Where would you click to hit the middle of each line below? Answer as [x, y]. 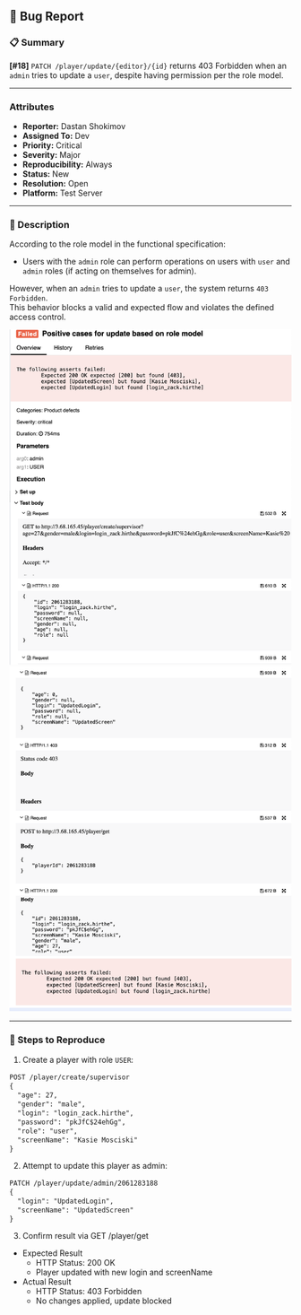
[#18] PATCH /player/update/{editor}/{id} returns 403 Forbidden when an [148, 65]
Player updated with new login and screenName [124, 1272]
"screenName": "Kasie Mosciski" [78, 1140]
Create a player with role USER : [78, 1059]
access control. [38, 317]
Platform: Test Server [62, 193]
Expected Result [52, 1253]
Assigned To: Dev [56, 135]
